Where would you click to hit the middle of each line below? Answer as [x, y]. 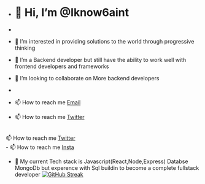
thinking [25, 48]
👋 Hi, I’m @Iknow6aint [72, 13]
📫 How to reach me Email [48, 102]
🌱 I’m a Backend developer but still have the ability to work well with [100, 59]
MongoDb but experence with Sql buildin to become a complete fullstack [107, 167]
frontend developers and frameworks [62, 66]
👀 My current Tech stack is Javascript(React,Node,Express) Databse [101, 161]
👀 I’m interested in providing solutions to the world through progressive [104, 41]
